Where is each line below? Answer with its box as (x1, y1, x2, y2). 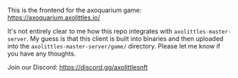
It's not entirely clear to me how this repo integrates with (7, 27, 173, 35)
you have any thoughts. (7, 49, 76, 58)
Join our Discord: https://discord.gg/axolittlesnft (7, 63, 148, 71)
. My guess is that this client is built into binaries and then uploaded (26, 34, 224, 43)
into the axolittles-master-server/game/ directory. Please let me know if (7, 42, 221, 50)
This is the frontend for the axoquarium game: (7, 6, 142, 14)
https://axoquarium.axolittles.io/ (7, 13, 101, 22)
